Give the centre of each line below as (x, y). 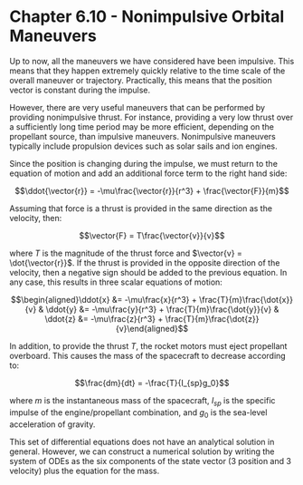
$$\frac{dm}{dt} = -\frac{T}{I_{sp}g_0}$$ (152, 383)
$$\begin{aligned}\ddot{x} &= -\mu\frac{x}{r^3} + (104, 299)
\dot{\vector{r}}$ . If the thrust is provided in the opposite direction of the (145, 262)
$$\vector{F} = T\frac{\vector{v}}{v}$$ (152, 235)
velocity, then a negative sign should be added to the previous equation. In (148, 272)
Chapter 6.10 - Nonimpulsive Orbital (147, 17)
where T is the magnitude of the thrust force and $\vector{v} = (126, 253)
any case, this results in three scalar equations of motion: (116, 282)
